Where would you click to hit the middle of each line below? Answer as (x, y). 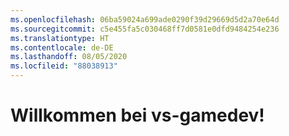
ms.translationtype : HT (60, 38)
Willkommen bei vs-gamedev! (137, 115)
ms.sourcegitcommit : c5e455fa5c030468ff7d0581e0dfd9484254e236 (145, 29)
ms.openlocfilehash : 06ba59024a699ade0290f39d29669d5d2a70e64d (145, 19)
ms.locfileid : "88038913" (64, 66)
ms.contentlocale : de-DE (62, 47)
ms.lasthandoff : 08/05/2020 (69, 57)
